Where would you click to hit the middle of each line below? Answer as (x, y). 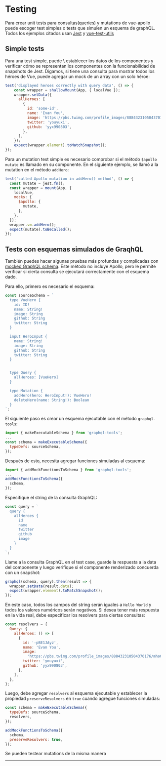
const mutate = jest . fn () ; (37, 183)
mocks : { (23, 197)
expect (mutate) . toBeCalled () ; (41, 229)
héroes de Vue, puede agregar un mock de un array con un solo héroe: (77, 76)
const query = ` (22, 507)
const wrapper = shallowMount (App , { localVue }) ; (67, 90)
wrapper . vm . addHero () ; (33, 225)
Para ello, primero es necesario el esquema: (50, 286)
